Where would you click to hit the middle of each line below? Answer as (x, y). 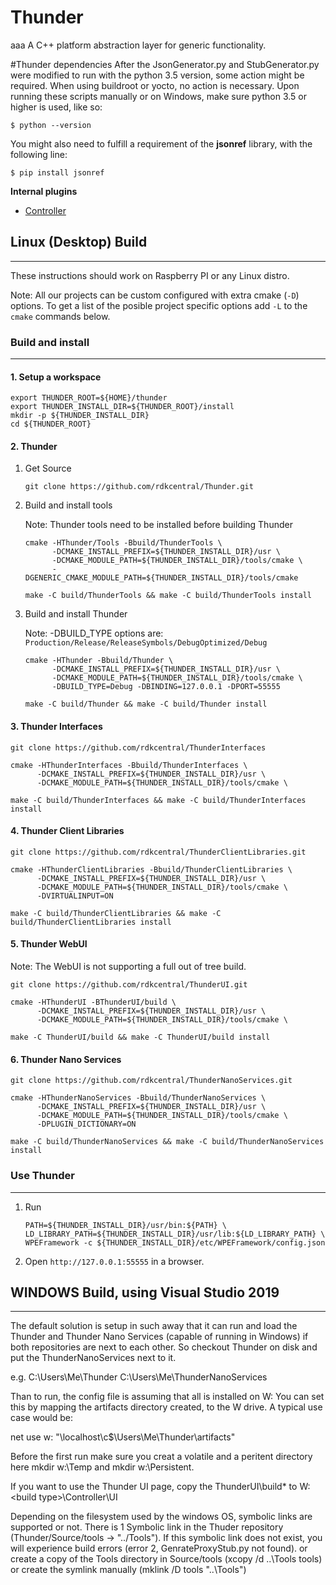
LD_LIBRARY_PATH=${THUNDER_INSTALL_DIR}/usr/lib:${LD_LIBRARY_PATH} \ (175, 1234)
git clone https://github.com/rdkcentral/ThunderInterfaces (138, 747)
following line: (39, 154)
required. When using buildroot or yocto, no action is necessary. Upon (155, 85)
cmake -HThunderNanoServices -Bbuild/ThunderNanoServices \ (138, 1098)
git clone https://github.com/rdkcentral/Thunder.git (139, 487)
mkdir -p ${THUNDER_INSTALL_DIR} (80, 416)
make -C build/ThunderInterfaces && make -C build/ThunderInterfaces (158, 800)
